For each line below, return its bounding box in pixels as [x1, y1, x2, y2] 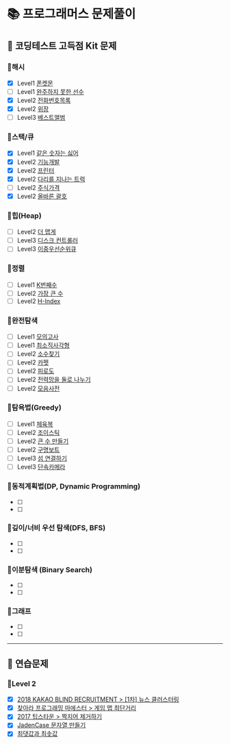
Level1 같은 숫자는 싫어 [16, 149, 79, 158]
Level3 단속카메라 [16, 463, 66, 471]
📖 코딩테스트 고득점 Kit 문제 [7, 40, 117, 51]
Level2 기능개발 [16, 158, 60, 166]
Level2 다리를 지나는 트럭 [16, 175, 86, 183]
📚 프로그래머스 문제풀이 [7, 6, 136, 22]
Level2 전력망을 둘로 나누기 [16, 375, 91, 384]
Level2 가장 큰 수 [16, 289, 64, 297]
